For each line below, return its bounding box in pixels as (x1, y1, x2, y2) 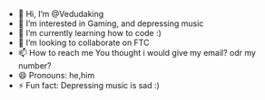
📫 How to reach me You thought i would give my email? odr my (17, 48, 257, 58)
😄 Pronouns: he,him (17, 70, 95, 80)
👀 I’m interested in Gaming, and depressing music (17, 18, 204, 29)
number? (17, 60, 52, 71)
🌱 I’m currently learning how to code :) (17, 28, 162, 38)
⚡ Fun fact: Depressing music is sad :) (17, 80, 161, 90)
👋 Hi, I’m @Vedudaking (17, 9, 104, 19)
